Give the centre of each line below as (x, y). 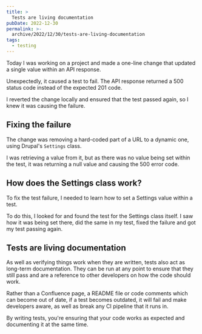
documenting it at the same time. (47, 324)
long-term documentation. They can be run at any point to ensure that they (100, 269)
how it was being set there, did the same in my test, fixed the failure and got (101, 222)
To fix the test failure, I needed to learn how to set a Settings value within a (99, 198)
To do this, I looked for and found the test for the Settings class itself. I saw (100, 216)
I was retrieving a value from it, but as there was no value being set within (98, 158)
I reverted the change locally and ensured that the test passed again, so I (98, 99)
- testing (24, 46)
